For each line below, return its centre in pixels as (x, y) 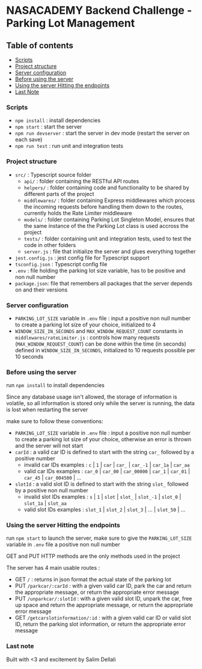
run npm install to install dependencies (56, 385)
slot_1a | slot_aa (45, 503)
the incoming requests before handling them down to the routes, (104, 206)
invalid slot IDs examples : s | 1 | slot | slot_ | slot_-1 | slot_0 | (103, 497)
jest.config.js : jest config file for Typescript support (82, 258)
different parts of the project (59, 194)
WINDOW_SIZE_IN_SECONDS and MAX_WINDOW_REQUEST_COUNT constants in (99, 331)
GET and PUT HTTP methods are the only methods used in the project (93, 556)
